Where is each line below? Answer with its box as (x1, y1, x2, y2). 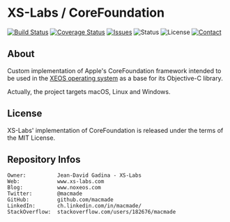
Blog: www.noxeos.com (7, 184, 101, 191)
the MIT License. (7, 134, 56, 142)
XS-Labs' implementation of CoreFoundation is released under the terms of (7, 126, 224, 134)
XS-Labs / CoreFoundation (7, 5, 165, 21)
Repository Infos (7, 153, 81, 165)
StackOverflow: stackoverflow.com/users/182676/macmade (7, 209, 176, 216)
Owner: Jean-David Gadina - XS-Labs (7, 172, 141, 179)
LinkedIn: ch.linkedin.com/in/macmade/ (7, 203, 141, 209)
